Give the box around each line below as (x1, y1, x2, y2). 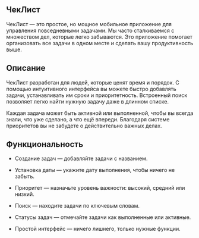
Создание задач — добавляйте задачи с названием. (14, 155, 148, 162)
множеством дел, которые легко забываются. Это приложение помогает (6, 33, 193, 40)
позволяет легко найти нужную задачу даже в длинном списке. (6, 98, 169, 105)
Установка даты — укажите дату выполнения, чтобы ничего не (14, 167, 175, 174)
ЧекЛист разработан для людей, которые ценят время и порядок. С (6, 79, 180, 86)
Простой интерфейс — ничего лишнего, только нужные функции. (14, 226, 181, 233)
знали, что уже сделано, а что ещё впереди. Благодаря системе (6, 115, 170, 123)
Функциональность (6, 139, 84, 149)
